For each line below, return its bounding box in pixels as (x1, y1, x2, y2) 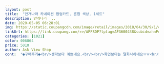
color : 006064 (5, 38, 34, 43)
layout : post (5, 7, 32, 12)
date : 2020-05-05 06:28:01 (5, 20, 60, 26)
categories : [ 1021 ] (5, 34, 45, 39)
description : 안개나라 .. (5, 16, 56, 21)
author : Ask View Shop (5, 47, 51, 52)
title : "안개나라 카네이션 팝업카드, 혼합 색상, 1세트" (5, 12, 105, 16)
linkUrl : (5, 29, 23, 34)
